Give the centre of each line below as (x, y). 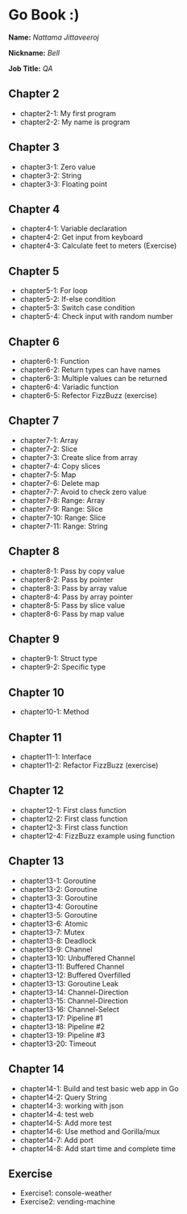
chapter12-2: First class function (74, 818)
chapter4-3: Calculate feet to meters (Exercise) (98, 246)
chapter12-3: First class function (74, 827)
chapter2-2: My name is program (75, 122)
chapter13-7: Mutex (52, 932)
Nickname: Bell (34, 52)
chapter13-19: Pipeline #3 (62, 1035)
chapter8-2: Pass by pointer (66, 580)
